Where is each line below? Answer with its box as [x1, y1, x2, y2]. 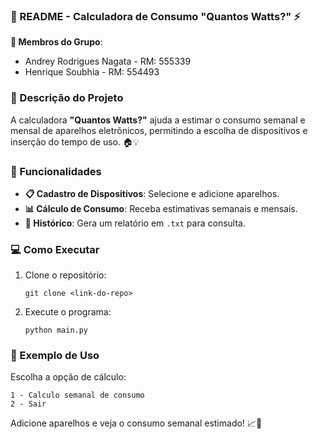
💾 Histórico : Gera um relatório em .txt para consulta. [24, 217, 246, 229]
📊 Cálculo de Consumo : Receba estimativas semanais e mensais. [24, 202, 298, 214]
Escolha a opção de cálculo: [10, 371, 127, 383]
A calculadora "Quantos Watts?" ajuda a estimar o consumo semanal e [10, 114, 306, 126]
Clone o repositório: [24, 269, 107, 281]
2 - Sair [10, 399, 47, 409]
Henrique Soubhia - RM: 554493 [24, 66, 160, 78]
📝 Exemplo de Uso [10, 349, 100, 363]
